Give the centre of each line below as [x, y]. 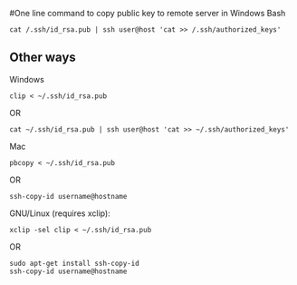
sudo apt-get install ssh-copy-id [75, 263]
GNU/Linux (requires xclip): [60, 213]
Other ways [43, 58]
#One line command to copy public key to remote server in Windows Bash [148, 13]
